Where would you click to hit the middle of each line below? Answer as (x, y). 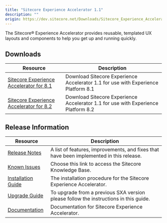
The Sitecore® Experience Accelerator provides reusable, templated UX (79, 33)
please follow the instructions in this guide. (100, 199)
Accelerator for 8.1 (30, 86)
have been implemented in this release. (96, 156)
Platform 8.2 (80, 110)
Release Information (37, 127)
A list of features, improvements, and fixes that (105, 150)
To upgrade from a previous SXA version (98, 192)
